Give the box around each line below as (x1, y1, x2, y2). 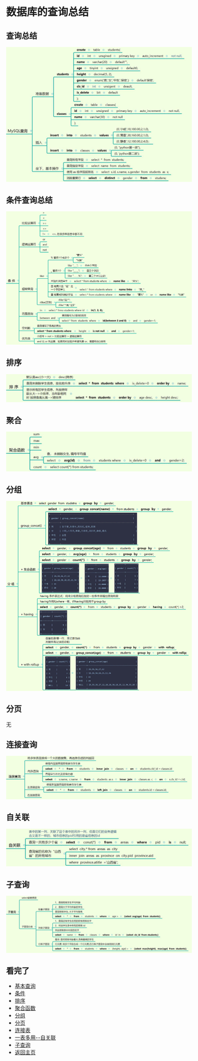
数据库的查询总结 (6, 5, 90, 19)
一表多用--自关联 (14, 1034, 56, 1041)
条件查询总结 (6, 195, 53, 205)
